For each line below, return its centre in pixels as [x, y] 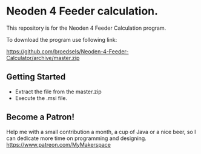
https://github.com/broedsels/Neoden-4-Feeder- [68, 51]
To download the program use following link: [62, 39]
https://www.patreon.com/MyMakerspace [58, 144]
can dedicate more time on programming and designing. [76, 138]
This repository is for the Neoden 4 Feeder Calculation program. [86, 28]
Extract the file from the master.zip [58, 92]
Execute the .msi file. [41, 98]
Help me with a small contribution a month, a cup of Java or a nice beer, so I [101, 132]
